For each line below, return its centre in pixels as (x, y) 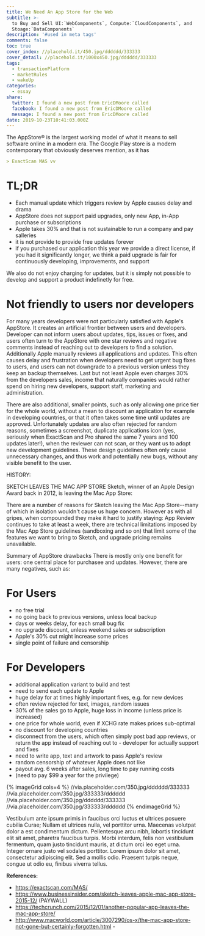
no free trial (30, 610)
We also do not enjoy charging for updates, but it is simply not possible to (99, 273)
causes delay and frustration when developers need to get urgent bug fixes (101, 360)
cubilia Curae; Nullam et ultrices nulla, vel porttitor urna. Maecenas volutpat (101, 825)
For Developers (46, 667)
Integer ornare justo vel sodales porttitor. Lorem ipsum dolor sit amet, (93, 850)
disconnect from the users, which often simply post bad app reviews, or (106, 736)
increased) (29, 717)
